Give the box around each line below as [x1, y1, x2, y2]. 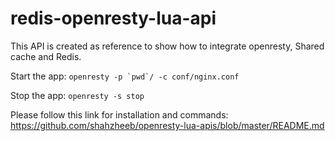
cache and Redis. [10, 50, 82, 62]
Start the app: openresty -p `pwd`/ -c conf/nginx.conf [10, 70, 240, 82]
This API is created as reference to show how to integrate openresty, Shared [10, 40, 325, 52]
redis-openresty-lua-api [10, 7, 217, 30]
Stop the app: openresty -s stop [10, 89, 145, 101]
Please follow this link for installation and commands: [10, 108, 229, 121]
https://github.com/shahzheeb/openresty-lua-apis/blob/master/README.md [10, 119, 325, 131]
